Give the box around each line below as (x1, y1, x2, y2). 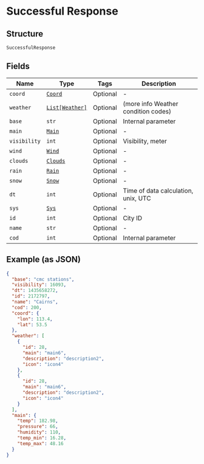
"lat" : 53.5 (17, 321, 47, 327)
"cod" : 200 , (12, 304, 42, 310)
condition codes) (123, 107, 172, 115)
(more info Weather (123, 99, 178, 108)
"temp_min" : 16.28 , (17, 435, 67, 441)
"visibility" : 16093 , (12, 282, 67, 288)
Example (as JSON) (6, 254, 81, 265)
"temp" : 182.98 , (17, 418, 59, 424)
